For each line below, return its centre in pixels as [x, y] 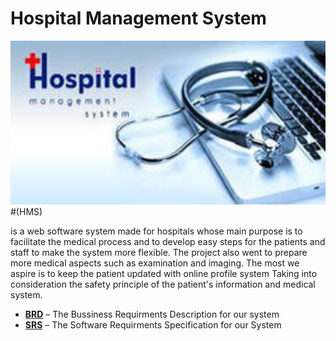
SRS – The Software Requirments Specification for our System [153, 325]
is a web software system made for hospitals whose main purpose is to [156, 231]
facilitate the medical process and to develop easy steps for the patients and [168, 242]
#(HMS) [26, 212]
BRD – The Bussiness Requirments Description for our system [152, 314]
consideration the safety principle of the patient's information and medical [163, 284]
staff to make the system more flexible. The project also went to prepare [159, 253]
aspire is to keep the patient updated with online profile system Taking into [164, 274]
